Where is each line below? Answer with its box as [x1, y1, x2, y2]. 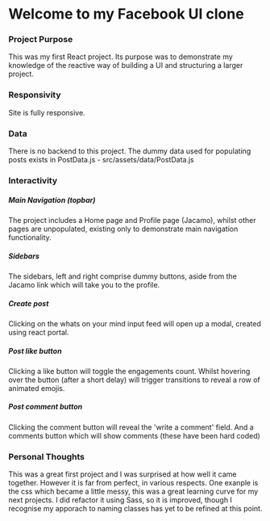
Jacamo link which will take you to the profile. [8, 279, 160, 289]
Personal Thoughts [8, 451, 85, 462]
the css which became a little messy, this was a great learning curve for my [8, 486, 259, 497]
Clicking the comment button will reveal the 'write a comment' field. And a [8, 422, 254, 432]
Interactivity [8, 175, 58, 186]
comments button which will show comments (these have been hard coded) [8, 431, 260, 440]
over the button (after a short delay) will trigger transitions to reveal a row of [8, 375, 260, 384]
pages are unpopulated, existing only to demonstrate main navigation [8, 224, 239, 233]
